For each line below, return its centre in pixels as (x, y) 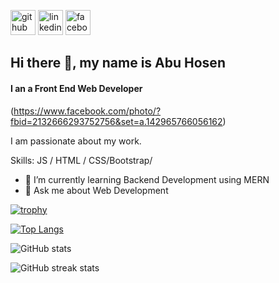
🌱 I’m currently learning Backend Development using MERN (147, 179)
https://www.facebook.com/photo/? (87, 111)
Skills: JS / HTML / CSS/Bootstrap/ (81, 160)
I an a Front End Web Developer (76, 88)
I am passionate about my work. (76, 141)
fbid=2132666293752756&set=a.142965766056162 (116, 121)
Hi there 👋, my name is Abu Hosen (118, 63)
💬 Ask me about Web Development (96, 190)
